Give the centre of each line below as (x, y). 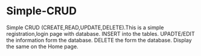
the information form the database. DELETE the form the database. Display (99, 40)
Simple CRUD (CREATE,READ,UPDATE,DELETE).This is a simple (85, 27)
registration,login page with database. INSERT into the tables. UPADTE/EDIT (101, 33)
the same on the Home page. (42, 46)
